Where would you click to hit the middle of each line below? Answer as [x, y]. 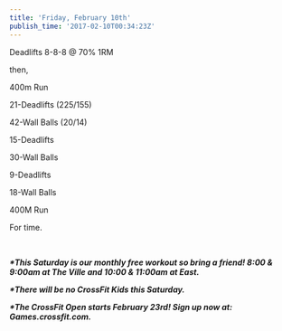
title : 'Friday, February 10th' [70, 18]
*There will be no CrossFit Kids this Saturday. [97, 289]
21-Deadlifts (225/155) [51, 104]
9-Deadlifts [30, 175]
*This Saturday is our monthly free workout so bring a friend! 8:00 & [141, 262]
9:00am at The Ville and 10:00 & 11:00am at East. [104, 271]
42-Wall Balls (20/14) [48, 122]
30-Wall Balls [34, 157]
